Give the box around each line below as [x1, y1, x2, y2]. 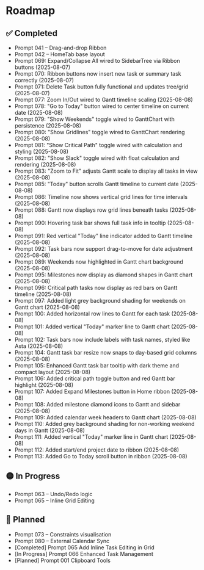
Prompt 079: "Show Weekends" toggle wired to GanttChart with [14, 115, 175, 123]
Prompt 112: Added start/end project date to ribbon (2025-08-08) [14, 446, 180, 453]
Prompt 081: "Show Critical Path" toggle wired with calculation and [14, 142, 183, 148]
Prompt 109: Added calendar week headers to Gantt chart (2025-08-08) [14, 414, 197, 421]
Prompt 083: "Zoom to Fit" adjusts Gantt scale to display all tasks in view [14, 167, 198, 175]
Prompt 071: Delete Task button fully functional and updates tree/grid [14, 83, 189, 90]
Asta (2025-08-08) [14, 342, 64, 350]
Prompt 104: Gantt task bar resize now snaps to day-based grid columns [14, 349, 197, 356]
